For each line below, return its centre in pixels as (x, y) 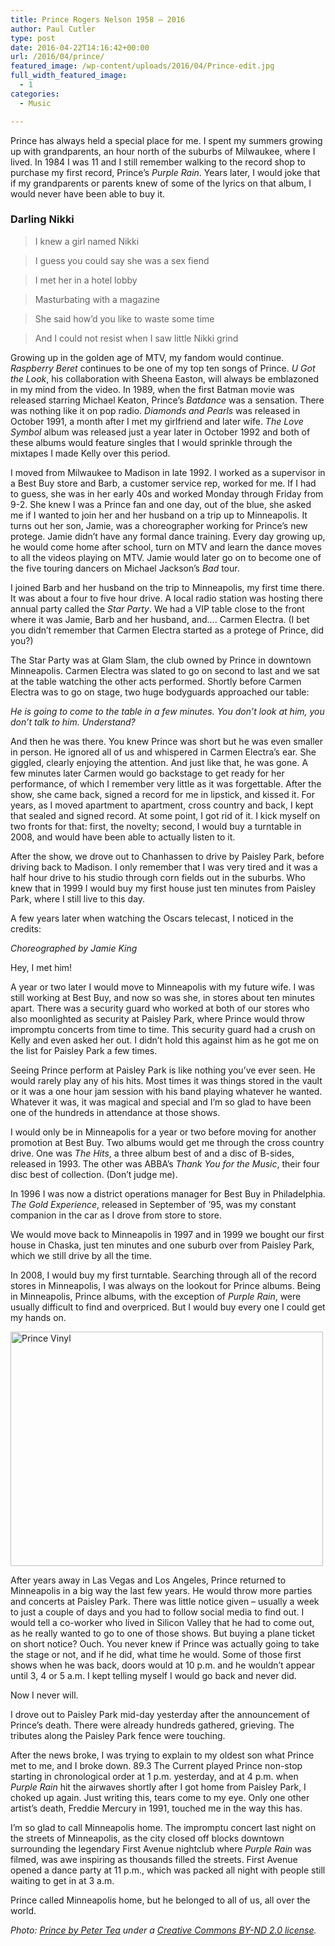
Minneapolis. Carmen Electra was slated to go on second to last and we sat (165, 670)
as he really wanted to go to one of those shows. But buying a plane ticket (163, 1633)
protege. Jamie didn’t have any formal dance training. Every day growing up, (168, 536)
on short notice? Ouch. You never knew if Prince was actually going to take (165, 1643)
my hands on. (38, 1317)
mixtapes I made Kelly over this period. (90, 453)
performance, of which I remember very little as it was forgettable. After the (166, 783)
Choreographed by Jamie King (74, 948)
